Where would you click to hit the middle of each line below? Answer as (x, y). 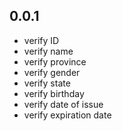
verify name (48, 51)
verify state (47, 83)
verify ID (41, 40)
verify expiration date (67, 115)
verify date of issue (63, 104)
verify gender (52, 72)
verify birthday (54, 93)
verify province (55, 61)
